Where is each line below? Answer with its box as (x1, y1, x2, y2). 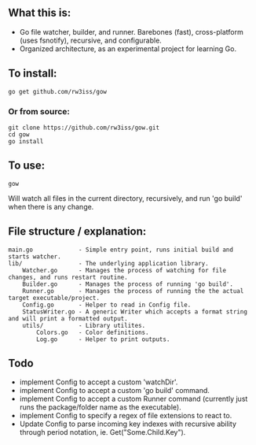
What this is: (8, 6, 71, 20)
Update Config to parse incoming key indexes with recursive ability (19, 419, 237, 428)
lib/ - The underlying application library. (8, 259, 210, 267)
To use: (8, 159, 46, 172)
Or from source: (8, 106, 71, 117)
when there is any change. (8, 202, 94, 211)
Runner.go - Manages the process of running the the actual (22, 287, 244, 295)
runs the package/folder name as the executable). (19, 402, 182, 412)
